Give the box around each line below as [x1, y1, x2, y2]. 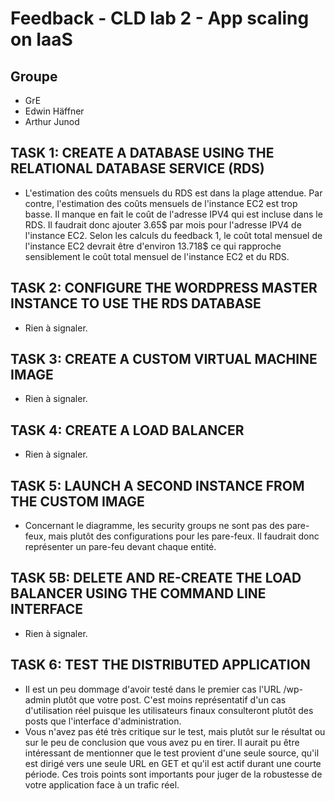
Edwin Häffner [24, 105, 85, 117]
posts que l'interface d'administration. [24, 715, 182, 727]
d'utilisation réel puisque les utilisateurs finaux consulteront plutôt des [24, 704, 314, 716]
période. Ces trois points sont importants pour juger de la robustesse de [24, 768, 323, 780]
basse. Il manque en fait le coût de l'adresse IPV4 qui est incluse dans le [24, 208, 323, 220]
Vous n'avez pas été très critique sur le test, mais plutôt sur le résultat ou [24, 725, 326, 737]
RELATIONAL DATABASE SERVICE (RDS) [10, 160, 265, 177]
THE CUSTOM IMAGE [10, 493, 145, 510]
